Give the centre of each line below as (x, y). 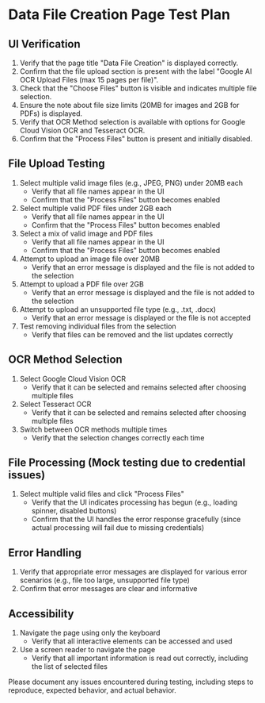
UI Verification (44, 44)
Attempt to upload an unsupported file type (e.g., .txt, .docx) (117, 309)
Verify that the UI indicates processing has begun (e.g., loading (134, 502)
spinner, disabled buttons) (74, 511)
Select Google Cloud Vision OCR (73, 378)
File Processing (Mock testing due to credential (127, 463)
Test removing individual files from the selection (98, 326)
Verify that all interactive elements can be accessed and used (132, 641)
